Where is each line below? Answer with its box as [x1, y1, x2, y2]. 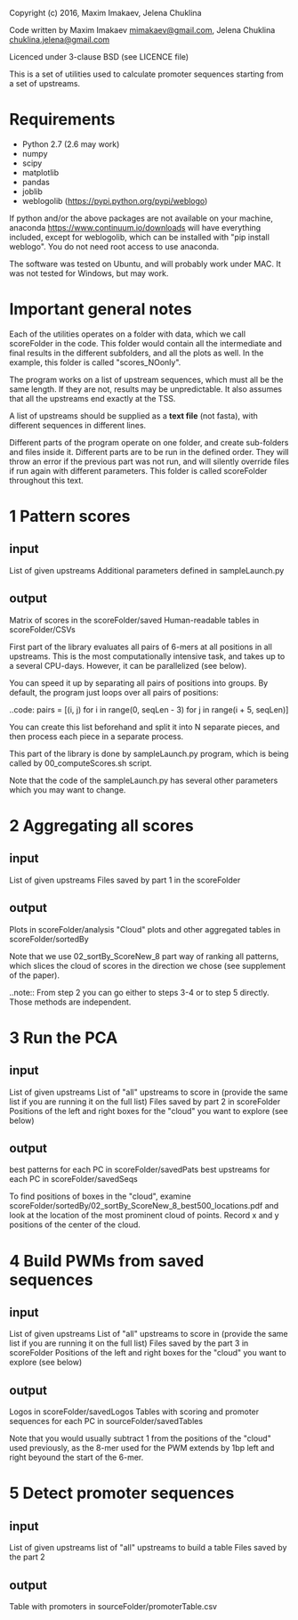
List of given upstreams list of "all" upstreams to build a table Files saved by [9, 1543, 287, 1553]
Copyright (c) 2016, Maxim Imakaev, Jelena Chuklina [9, 8, 202, 18]
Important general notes [9, 299, 193, 320]
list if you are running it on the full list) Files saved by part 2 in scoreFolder [9, 1095, 281, 1107]
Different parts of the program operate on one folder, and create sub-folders [9, 436, 289, 448]
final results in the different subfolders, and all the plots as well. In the [9, 347, 264, 358]
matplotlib [21, 167, 60, 177]
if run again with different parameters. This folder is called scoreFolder [9, 465, 268, 476]
